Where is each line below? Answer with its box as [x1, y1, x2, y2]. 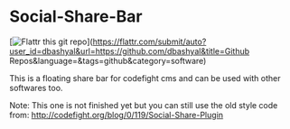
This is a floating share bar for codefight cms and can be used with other [9, 72, 281, 83]
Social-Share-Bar [9, 6, 143, 27]
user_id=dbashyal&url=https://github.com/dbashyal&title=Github [9, 45, 250, 56]
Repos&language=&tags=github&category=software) [9, 55, 207, 66]
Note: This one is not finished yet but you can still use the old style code [9, 99, 278, 110]
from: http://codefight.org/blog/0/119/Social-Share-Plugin [9, 109, 224, 120]
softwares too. [9, 82, 63, 93]
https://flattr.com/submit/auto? [92, 36, 207, 47]
